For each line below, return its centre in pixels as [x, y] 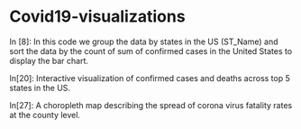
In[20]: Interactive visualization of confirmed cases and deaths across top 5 [150, 78]
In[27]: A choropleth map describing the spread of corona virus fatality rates [151, 105]
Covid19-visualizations [98, 17]
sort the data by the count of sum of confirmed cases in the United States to [151, 51]
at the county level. [45, 115]
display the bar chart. [49, 60]
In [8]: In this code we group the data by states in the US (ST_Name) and [144, 41]
